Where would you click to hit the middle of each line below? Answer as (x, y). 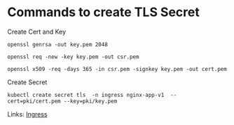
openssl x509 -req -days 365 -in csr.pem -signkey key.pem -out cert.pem (117, 69)
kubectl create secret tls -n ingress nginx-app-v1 (86, 95)
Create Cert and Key (37, 32)
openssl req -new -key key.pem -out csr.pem (73, 57)
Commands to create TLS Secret (103, 12)
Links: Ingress (27, 114)
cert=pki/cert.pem (34, 101)
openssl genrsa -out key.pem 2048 (58, 44)
